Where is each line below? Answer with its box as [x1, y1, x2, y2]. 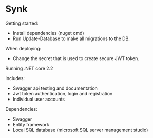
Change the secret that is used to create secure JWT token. [12, 55, 140, 62]
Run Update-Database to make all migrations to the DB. [12, 35, 130, 42]
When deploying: [5, 45, 42, 51]
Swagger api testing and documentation [12, 85, 98, 91]
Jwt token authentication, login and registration [12, 90, 113, 96]
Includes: [5, 75, 25, 81]
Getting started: [5, 20, 39, 26]
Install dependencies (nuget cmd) [12, 30, 84, 36]
